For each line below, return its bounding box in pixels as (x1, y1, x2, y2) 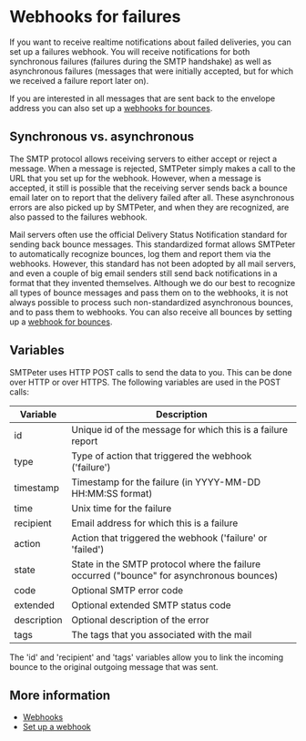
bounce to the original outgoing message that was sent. (9, 661, 219, 672)
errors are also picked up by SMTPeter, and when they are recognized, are (9, 201, 290, 212)
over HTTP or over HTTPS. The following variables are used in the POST (9, 376, 280, 387)
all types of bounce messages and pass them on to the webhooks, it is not (9, 287, 289, 298)
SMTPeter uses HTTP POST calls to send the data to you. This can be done (9, 366, 292, 377)
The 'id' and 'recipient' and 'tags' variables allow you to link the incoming (9, 652, 284, 663)
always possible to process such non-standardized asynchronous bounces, (9, 296, 293, 307)
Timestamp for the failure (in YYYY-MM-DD (71, 476, 261, 489)
